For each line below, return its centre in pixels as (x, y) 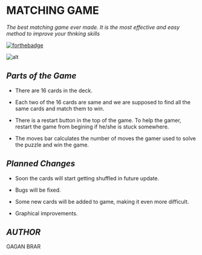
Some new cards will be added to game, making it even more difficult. (102, 201)
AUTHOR (24, 232)
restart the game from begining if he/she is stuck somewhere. (92, 127)
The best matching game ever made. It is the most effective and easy (93, 27)
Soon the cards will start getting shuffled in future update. (87, 178)
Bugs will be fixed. (38, 190)
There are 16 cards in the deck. (54, 90)
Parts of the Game (41, 76)
